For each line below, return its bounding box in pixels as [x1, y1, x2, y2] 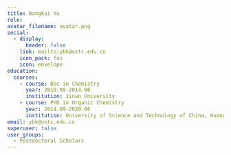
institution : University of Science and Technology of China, [25, 112, 208, 119]
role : [7, 16, 23, 23]
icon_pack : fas [19, 55, 63, 62]
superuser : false [7, 125, 57, 132]
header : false [25, 42, 67, 49]
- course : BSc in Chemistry [19, 80, 100, 87]
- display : [13, 36, 45, 43]
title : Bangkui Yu [7, 10, 60, 17]
